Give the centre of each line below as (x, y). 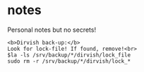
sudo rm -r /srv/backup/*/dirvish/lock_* (69, 61)
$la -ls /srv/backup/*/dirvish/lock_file (69, 55)
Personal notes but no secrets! (52, 30)
